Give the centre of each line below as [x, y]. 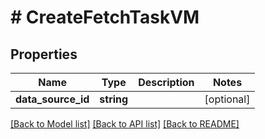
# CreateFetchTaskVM [105, 17]
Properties [44, 54]
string [114, 99]
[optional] [227, 99]
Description [166, 82]
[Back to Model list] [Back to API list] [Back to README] [125, 124]
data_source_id [52, 99]
